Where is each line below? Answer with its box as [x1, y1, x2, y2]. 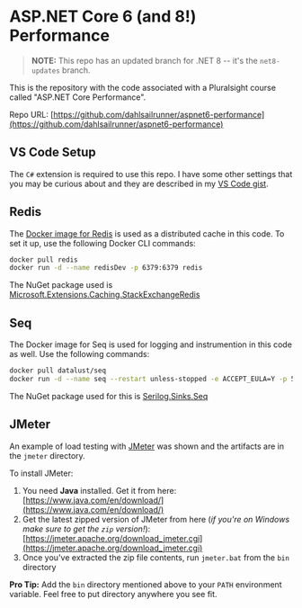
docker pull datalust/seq [9, 366, 106, 375]
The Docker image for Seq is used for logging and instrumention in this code [9, 339, 292, 350]
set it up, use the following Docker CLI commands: [9, 237, 196, 248]
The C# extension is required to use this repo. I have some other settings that [9, 168, 293, 179]
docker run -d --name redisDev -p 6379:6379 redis [9, 264, 203, 273]
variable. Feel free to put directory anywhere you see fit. [9, 588, 218, 599]
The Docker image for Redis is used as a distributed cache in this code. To [9, 228, 285, 239]
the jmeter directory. [9, 450, 85, 460]
